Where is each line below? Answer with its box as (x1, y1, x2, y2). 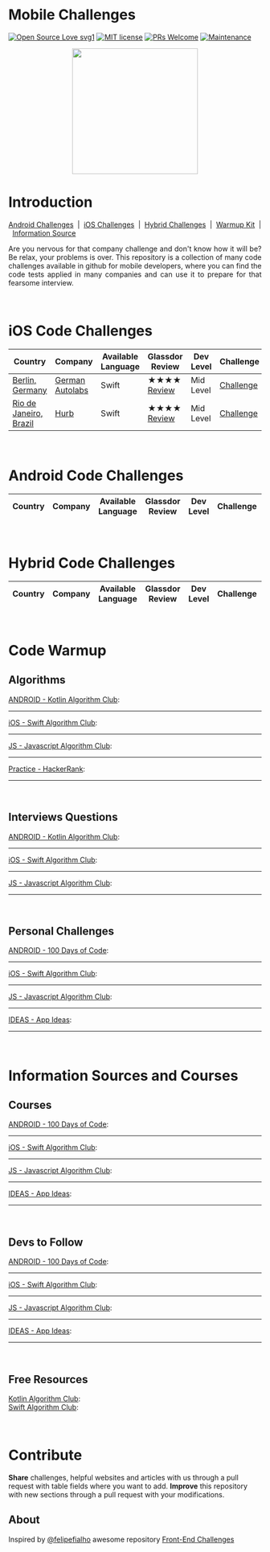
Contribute (8, 1446, 83, 1464)
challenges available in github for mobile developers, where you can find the (8, 261, 262, 270)
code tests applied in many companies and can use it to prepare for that (8, 269, 262, 279)
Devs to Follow (8, 1235, 84, 1249)
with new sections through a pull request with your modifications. (8, 1489, 225, 1499)
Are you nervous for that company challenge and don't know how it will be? (8, 244, 262, 253)
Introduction (8, 193, 93, 211)
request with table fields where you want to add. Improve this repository (8, 1481, 247, 1491)
